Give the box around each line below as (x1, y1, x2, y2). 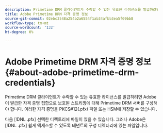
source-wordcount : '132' (5, 25, 55, 30)
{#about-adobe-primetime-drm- (5, 67, 139, 78)
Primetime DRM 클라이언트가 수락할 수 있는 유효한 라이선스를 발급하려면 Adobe (5, 94, 157, 100)
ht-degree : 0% (5, 30, 34, 34)
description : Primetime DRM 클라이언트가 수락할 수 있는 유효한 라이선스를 (5, 7, 141, 12)
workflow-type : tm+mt (5, 20, 49, 26)
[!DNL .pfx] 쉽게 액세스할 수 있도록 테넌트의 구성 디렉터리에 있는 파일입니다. (5, 122, 149, 128)
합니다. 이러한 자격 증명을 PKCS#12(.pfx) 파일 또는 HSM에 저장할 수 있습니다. (10, 106, 158, 112)
